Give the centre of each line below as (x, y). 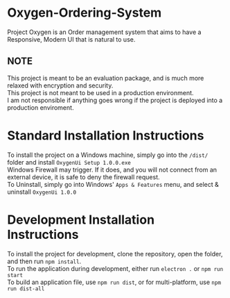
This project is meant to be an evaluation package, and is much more (106, 78)
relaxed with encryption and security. (60, 85)
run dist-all (26, 289)
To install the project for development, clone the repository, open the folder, (115, 254)
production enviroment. (41, 107)
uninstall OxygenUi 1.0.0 (42, 192)
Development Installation (81, 220)
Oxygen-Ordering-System (85, 13)
